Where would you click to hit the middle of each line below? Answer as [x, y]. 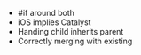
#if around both [46, 13]
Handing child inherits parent [70, 31]
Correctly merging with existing [75, 41]
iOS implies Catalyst [54, 22]
